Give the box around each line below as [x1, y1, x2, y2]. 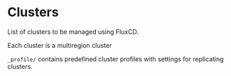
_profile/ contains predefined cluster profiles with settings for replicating [7, 54, 224, 63]
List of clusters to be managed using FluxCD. [7, 27, 139, 36]
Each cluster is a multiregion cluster [7, 41, 112, 49]
